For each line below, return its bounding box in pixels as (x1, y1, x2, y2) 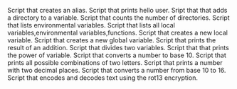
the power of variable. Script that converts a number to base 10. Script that (7, 51, 226, 59)
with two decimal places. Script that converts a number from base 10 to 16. (7, 66, 226, 74)
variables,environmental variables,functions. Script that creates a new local (7, 28, 228, 37)
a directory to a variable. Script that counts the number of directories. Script (7, 13, 230, 22)
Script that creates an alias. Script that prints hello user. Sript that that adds (7, 6, 228, 14)
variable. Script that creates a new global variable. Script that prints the (7, 36, 216, 44)
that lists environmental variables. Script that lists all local (7, 21, 176, 29)
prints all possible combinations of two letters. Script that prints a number (7, 59, 223, 66)
